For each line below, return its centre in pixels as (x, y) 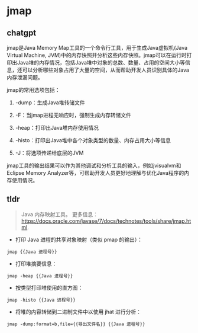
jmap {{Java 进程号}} (32, 252)
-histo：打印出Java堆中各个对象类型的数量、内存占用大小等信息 (93, 140)
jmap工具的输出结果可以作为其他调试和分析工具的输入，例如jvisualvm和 (94, 165)
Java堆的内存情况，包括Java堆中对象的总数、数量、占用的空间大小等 (101, 63)
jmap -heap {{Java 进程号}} (40, 276)
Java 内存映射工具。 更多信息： (59, 214)
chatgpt (22, 33)
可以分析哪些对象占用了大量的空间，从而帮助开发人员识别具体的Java (106, 70)
